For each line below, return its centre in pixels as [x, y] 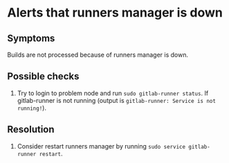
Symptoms [31, 38]
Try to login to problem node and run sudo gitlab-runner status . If [113, 93]
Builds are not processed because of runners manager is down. [98, 55]
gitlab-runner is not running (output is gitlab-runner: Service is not [117, 100]
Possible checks [43, 76]
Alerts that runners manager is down [115, 13]
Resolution [31, 130]
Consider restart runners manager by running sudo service [101, 146]
